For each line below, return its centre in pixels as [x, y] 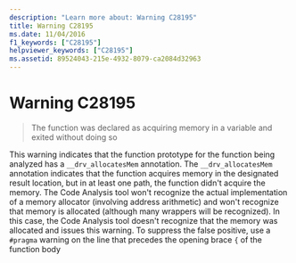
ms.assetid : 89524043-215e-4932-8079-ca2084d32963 [105, 59]
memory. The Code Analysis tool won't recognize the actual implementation [148, 192]
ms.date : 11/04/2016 [48, 34]
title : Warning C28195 [51, 26]
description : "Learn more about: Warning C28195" [103, 17]
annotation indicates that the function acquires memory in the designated [144, 173]
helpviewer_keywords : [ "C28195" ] [71, 51]
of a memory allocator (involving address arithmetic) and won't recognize [144, 201]
